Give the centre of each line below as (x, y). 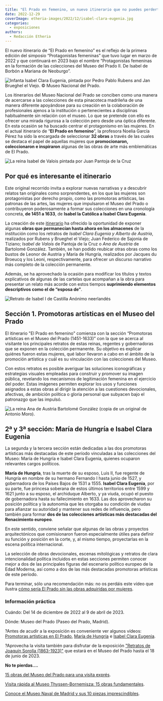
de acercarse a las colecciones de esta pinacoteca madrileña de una (74, 100)
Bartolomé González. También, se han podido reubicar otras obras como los (81, 249)
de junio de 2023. (23, 656)
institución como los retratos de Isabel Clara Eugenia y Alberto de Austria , (79, 233)
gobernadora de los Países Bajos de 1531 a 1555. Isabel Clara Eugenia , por (80, 484)
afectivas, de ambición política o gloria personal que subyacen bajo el (75, 394)
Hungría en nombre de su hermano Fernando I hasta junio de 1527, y (73, 478)
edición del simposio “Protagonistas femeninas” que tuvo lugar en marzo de (81, 55)
